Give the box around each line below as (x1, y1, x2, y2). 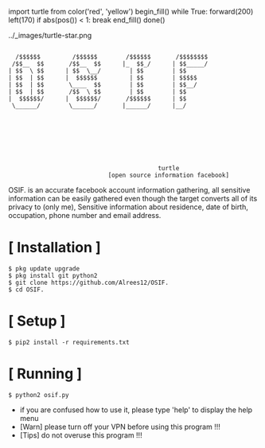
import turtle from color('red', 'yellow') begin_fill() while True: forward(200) (8, 7, 254, 16)
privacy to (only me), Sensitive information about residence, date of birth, (8, 202, 249, 212)
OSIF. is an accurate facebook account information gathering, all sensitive (8, 185, 251, 194)
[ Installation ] (8, 239, 101, 257)
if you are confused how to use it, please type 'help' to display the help (19, 405, 253, 415)
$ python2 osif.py (8, 391, 69, 399)
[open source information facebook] (107, 171, 229, 179)
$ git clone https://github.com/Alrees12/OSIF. (8, 279, 170, 286)
